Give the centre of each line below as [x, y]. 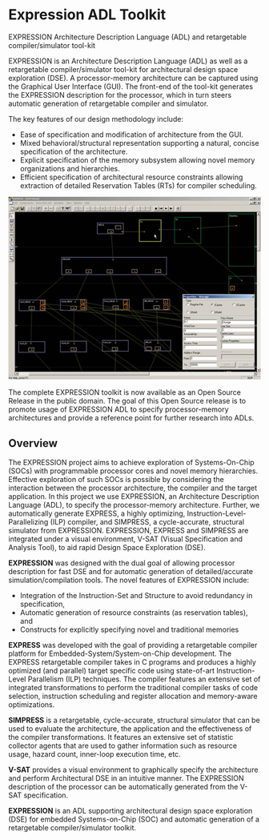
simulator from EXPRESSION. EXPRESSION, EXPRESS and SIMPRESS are [128, 531]
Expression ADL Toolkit [87, 15]
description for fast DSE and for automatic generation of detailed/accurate [131, 572]
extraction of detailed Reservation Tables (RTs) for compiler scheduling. [139, 185]
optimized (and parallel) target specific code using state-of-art [111, 671]
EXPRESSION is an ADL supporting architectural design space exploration [130, 811]
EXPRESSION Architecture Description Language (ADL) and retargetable [127, 37]
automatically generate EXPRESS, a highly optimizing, [97, 513]
